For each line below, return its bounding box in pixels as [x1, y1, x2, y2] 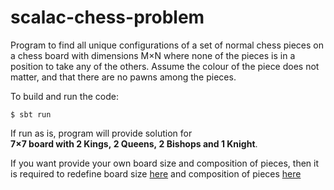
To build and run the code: [10, 90, 119, 102]
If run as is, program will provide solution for [10, 127, 193, 139]
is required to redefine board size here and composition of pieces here [10, 167, 302, 180]
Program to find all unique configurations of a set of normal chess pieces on [10, 39, 325, 51]
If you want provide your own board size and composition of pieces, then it [10, 157, 320, 169]
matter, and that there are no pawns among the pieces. [10, 71, 237, 83]
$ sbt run [10, 109, 52, 120]
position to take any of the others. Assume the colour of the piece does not [10, 60, 320, 72]
